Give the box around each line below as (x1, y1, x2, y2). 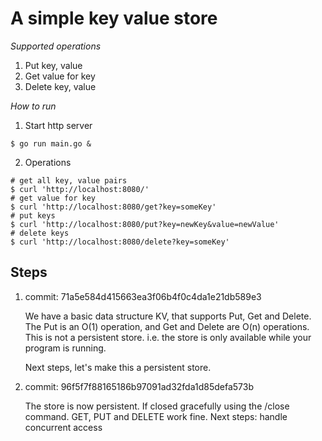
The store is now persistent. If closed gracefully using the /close (24, 400, 290, 412)
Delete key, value (24, 80, 97, 92)
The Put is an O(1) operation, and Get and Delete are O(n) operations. (24, 320, 310, 332)
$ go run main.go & (10, 138, 92, 149)
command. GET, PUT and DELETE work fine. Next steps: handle (24, 410, 288, 422)
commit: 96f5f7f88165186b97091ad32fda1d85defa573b (24, 380, 255, 392)
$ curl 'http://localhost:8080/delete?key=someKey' (10, 237, 230, 247)
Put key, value (24, 59, 83, 71)
